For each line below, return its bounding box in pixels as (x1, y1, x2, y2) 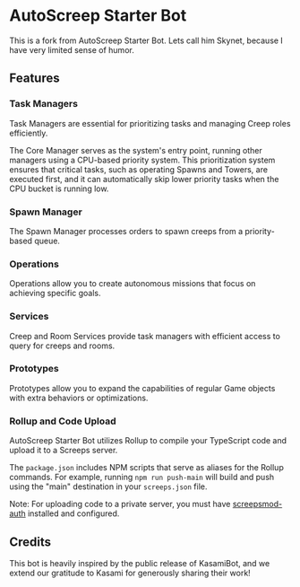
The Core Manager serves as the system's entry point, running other (9, 145, 262, 155)
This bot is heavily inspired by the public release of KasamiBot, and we (9, 557, 270, 568)
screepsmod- (232, 499, 283, 510)
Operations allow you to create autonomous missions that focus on (9, 278, 256, 289)
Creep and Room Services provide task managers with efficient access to (9, 330, 280, 341)
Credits (9, 534, 52, 549)
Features (9, 71, 60, 86)
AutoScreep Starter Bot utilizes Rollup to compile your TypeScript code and (9, 435, 287, 446)
